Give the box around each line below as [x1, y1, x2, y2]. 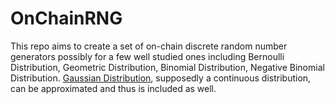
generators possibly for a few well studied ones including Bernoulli [10, 50, 285, 62]
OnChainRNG [10, 7, 123, 30]
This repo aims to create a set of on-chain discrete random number [10, 40, 288, 52]
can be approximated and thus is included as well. [10, 82, 217, 94]
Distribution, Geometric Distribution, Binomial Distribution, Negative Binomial [10, 61, 325, 73]
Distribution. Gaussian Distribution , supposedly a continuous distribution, [10, 72, 312, 84]
